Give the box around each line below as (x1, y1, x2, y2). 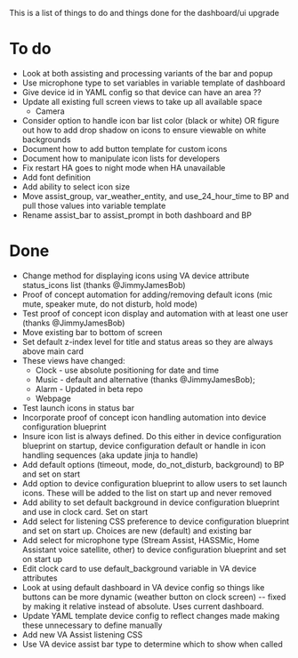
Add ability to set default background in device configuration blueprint (21, 497, 280, 508)
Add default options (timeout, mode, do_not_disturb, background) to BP (21, 459, 285, 469)
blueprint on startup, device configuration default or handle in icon (21, 440, 267, 451)
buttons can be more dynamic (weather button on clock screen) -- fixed (21, 591, 286, 602)
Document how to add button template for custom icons (21, 143, 228, 154)
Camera (35, 106, 65, 116)
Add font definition (21, 172, 92, 182)
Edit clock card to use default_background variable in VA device (21, 563, 257, 574)
